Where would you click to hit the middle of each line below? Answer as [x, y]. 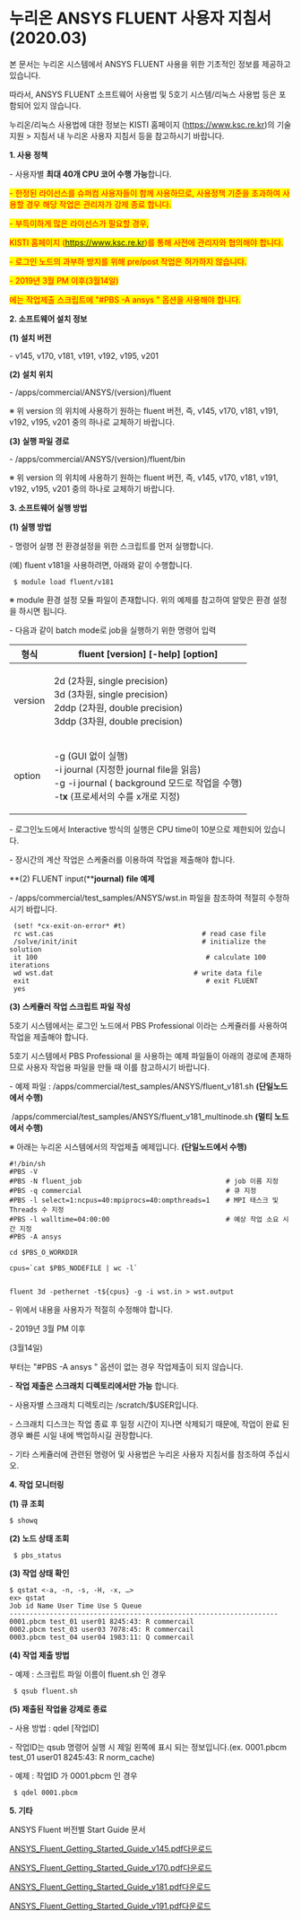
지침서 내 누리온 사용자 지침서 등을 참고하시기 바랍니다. [129, 136]
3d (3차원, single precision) [111, 694]
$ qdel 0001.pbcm [45, 1793]
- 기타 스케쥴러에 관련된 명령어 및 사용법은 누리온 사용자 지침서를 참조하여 [138, 1454]
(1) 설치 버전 [30, 338]
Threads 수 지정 [37, 1210]
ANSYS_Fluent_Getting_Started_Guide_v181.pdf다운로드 [110, 1887]
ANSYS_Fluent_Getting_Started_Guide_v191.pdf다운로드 [110, 1906]
